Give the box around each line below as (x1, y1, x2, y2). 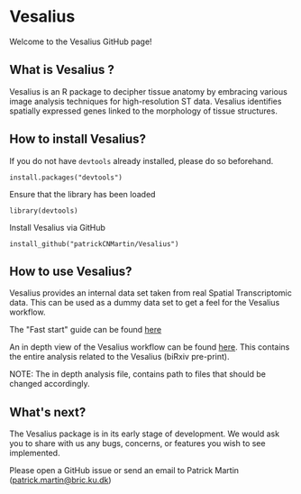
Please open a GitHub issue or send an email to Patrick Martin (9, 465, 240, 476)
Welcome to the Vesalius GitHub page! (9, 36, 152, 47)
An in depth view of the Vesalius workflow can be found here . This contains (9, 342, 290, 352)
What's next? (9, 404, 87, 420)
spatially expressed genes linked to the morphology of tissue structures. (9, 105, 278, 116)
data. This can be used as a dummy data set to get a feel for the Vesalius (9, 297, 280, 308)
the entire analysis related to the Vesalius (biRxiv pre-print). (9, 352, 230, 362)
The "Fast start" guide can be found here (9, 325, 162, 335)
